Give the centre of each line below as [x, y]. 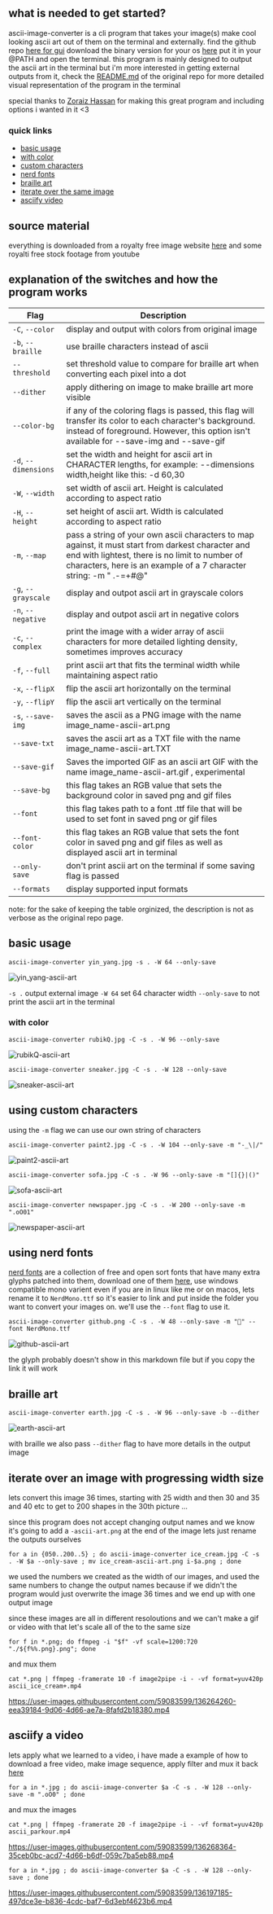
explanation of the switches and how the [113, 280]
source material [49, 226]
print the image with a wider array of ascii [145, 631]
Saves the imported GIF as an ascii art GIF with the [162, 762]
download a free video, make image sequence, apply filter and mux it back [133, 1763]
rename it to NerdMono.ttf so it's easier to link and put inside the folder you [134, 1298]
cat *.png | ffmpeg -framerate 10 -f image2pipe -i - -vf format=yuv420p [136, 1679]
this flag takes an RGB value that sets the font [153, 832]
